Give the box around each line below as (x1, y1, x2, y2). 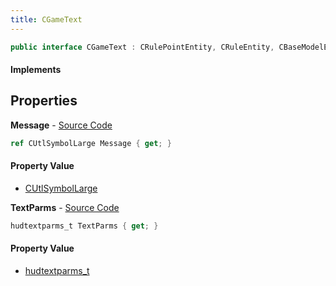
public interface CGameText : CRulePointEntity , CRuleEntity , (10, 42, 275, 52)
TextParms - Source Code (10, 201, 120, 213)
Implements (10, 64, 62, 76)
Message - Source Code (10, 119, 113, 131)
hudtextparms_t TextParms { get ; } (10, 221, 159, 231)
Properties (10, 92, 78, 110)
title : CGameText (10, 14, 83, 25)
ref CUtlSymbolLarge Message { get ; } (10, 138, 172, 148)
